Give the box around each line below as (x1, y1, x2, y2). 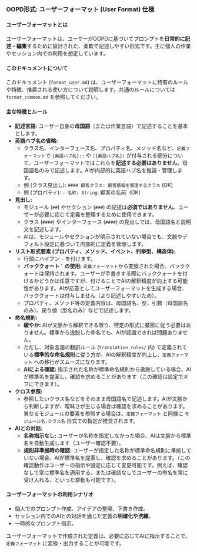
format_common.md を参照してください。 (6, 93, 101, 101)
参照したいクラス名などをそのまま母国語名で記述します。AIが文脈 (23, 395, 183, 402)
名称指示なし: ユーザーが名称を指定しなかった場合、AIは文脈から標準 (23, 432, 192, 439)
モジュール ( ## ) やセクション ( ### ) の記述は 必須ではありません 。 (23, 203, 179, 211)
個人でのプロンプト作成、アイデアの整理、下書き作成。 (14, 505, 149, 512)
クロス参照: (14, 387, 43, 395)
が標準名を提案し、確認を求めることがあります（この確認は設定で (23, 373, 183, 380)
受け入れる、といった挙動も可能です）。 (23, 476, 119, 483)
